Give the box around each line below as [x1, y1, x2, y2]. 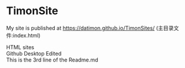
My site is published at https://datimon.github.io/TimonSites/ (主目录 [6, 24, 174, 31]
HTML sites [6, 43, 35, 51]
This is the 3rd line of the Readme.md [6, 56, 98, 63]
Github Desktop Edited [6, 50, 61, 57]
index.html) [13, 31, 41, 39]
